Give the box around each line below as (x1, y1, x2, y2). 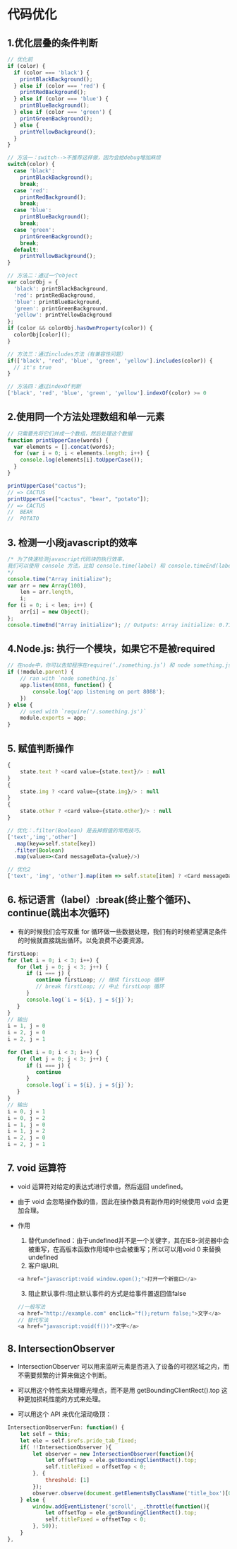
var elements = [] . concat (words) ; (13, 443, 115, 450)
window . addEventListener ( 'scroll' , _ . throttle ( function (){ (32, 1503, 210, 1510)
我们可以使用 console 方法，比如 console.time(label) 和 (7, 562, 166, 569)
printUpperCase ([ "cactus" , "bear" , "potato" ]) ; (7, 496, 150, 503)
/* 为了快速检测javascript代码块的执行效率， (7, 556, 128, 563)
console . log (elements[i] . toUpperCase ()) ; (20, 457, 143, 464)
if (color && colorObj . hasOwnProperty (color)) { (7, 325, 153, 332)
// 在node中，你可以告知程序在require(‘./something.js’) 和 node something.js (7, 662, 231, 669)
